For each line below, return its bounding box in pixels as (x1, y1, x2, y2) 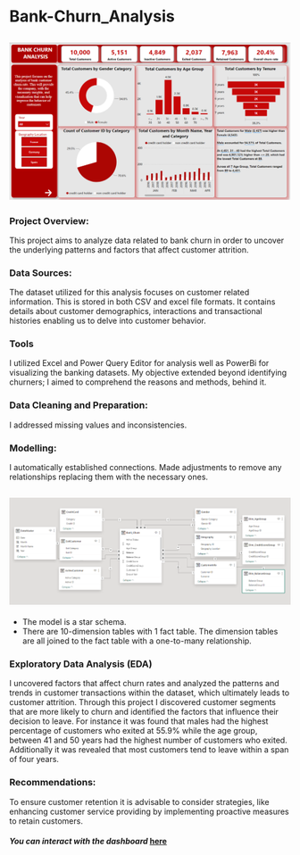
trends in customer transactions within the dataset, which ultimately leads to (9, 687, 290, 698)
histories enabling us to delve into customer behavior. (9, 315, 207, 327)
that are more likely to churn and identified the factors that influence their (9, 707, 279, 718)
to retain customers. (9, 815, 83, 826)
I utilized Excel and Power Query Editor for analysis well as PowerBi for (9, 358, 270, 369)
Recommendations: (9, 776, 96, 789)
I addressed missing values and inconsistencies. (9, 419, 187, 430)
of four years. (9, 754, 60, 765)
